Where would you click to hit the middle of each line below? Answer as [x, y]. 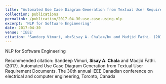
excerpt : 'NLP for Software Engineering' [48, 23]
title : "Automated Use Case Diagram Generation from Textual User [75, 10]
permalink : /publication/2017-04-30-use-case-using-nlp [64, 19]
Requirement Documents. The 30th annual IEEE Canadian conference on [79, 71]
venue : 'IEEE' [20, 32]
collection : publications [32, 14]
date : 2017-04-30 [23, 28]
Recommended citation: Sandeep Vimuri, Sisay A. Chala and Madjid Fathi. [81, 60]
